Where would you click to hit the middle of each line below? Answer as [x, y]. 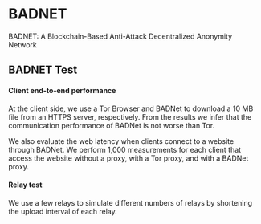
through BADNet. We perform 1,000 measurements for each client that [125, 149]
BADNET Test [43, 70]
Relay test [25, 185]
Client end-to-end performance [62, 90]
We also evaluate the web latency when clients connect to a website [121, 141]
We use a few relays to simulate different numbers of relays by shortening [130, 202]
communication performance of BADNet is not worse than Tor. [112, 125]
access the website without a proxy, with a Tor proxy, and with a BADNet [128, 158]
